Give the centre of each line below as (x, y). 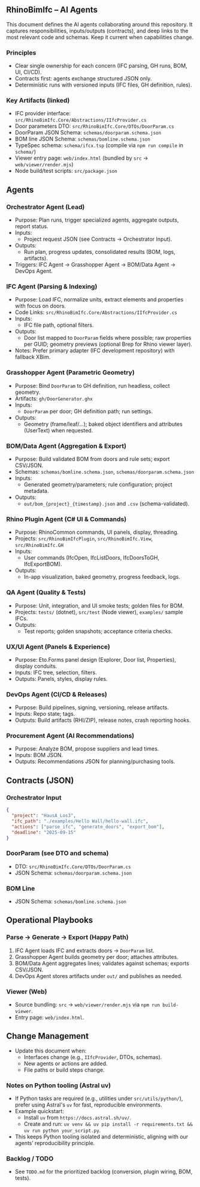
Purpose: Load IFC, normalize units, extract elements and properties (99, 300)
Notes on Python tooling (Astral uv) (59, 1085)
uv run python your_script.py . (62, 1131)
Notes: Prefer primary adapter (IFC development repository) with (95, 351)
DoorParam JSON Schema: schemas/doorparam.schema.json (88, 133)
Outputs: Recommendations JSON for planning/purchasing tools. (95, 761)
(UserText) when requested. (58, 430)
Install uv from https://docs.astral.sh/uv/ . (78, 1118)
